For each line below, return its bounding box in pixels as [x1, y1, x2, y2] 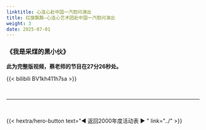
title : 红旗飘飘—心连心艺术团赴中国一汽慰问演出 [6, 15, 115, 21]
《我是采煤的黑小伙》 [6, 47, 69, 56]
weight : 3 [6, 20, 32, 26]
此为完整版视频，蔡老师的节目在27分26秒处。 [6, 63, 122, 70]
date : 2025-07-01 [6, 26, 51, 32]
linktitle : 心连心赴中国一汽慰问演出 [6, 9, 92, 15]
